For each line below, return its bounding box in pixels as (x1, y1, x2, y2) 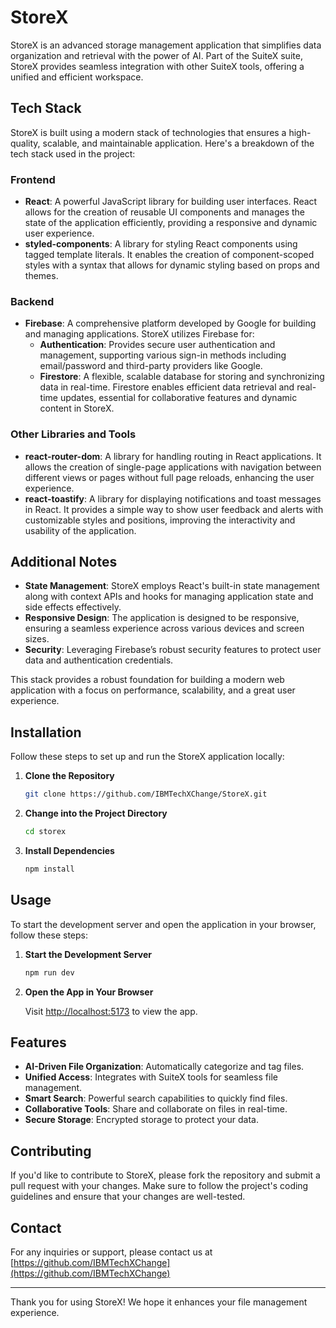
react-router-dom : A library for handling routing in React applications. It (24, 450, 322, 462)
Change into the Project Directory (24, 807, 168, 820)
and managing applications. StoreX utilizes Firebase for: (24, 328, 255, 340)
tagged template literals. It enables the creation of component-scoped (24, 249, 315, 261)
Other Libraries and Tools (10, 427, 137, 441)
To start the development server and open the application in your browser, (10, 918, 317, 930)
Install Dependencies (24, 845, 115, 857)
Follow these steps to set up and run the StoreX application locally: (10, 751, 285, 763)
